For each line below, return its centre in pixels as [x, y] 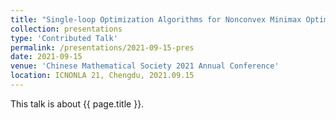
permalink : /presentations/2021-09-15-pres [102, 47]
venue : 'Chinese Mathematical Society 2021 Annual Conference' [145, 66]
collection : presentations [66, 29]
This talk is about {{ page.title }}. [77, 103]
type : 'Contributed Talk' [64, 38]
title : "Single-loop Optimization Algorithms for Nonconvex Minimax [156, 19]
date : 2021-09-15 [46, 57]
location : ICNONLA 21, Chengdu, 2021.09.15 [102, 76]
